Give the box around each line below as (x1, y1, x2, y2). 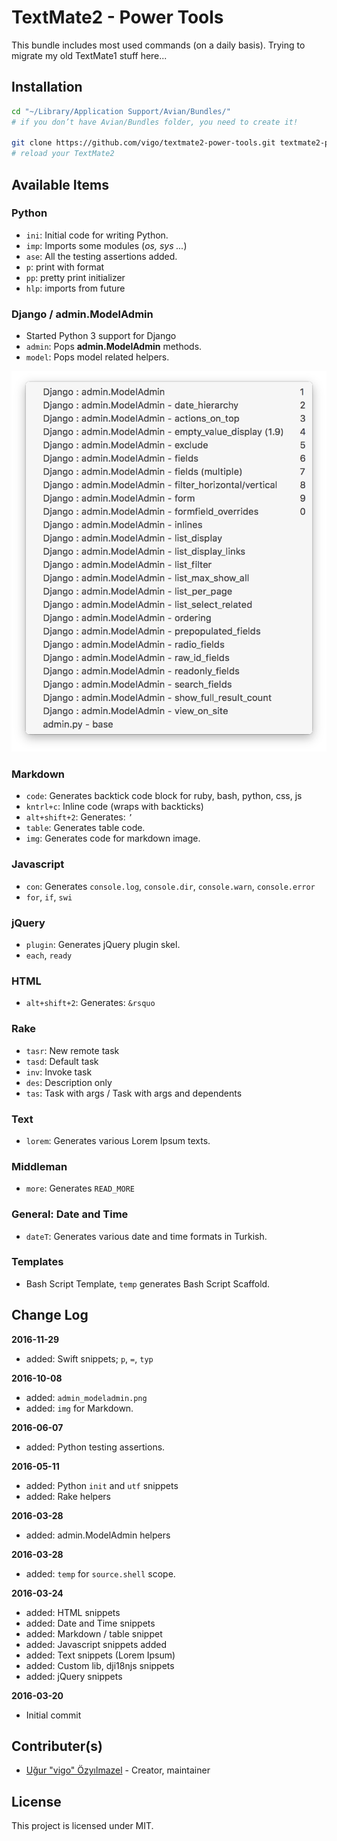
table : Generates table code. (25, 822, 146, 834)
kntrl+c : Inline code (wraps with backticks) (25, 801, 204, 813)
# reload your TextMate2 (11, 149, 115, 159)
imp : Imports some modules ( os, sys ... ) (25, 239, 188, 251)
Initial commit (25, 1709, 82, 1721)
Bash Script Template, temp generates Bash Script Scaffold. (25, 1277, 271, 1290)
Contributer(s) (11, 1738, 103, 1755)
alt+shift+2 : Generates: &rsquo (25, 997, 156, 1009)
